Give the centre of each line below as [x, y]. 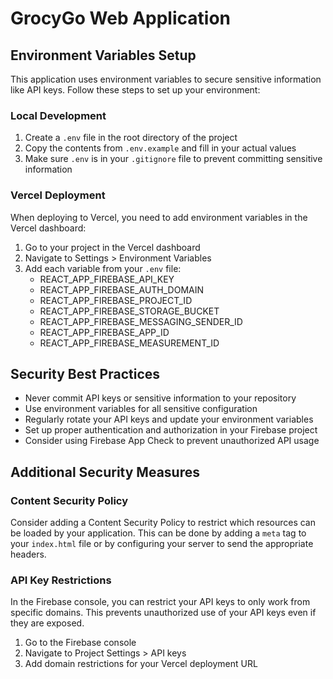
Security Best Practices [85, 373]
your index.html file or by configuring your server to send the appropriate [162, 544]
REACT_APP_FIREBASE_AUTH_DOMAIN [122, 289]
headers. [28, 554]
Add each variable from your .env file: [103, 268]
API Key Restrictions [61, 580]
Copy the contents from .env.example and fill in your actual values [160, 148]
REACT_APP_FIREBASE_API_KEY [107, 279]
